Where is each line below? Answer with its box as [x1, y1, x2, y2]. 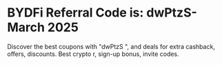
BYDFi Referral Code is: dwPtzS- [7, 5, 198, 21]
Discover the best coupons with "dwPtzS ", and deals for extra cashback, [7, 42, 216, 50]
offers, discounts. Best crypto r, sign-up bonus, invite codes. [7, 50, 179, 58]
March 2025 [7, 19, 79, 35]
